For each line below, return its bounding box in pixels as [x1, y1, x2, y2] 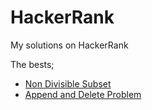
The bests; [10, 58, 55, 70]
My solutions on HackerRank [10, 39, 129, 51]
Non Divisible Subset [24, 77, 112, 90]
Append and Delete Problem [24, 88, 142, 100]
